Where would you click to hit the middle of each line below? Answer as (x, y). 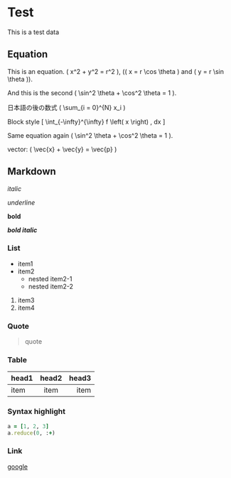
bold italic (22, 230)
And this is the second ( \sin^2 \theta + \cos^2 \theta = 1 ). (92, 92)
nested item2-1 (50, 278)
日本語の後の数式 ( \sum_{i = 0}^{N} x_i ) (66, 107)
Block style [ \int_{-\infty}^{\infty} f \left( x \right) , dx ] (86, 121)
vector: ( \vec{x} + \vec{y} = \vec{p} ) (62, 149)
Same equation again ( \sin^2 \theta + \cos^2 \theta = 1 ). (90, 135)
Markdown (32, 172)
